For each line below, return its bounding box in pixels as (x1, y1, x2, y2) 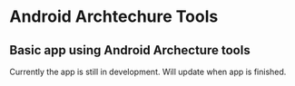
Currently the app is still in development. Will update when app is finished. (9, 66, 287, 77)
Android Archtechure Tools (9, 6, 219, 27)
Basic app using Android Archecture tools (9, 43, 251, 58)
